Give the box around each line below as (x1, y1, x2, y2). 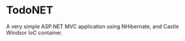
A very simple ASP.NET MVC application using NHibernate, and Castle (6, 23, 179, 30)
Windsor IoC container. (6, 29, 63, 36)
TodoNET (6, 4, 54, 17)
